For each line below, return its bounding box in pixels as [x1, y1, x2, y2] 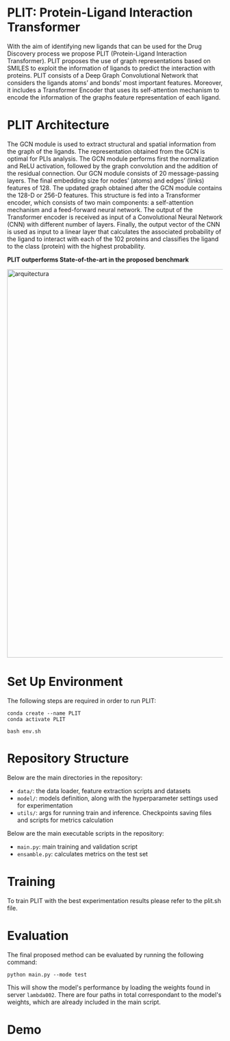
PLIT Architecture [7, 117, 110, 133]
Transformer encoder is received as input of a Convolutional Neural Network [7, 213, 223, 221]
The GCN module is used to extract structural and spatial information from [7, 139, 216, 148]
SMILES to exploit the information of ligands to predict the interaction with [7, 64, 216, 72]
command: [7, 958, 38, 966]
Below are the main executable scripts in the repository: [7, 829, 164, 837]
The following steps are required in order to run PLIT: [7, 696, 156, 705]
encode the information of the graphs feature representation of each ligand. [7, 93, 221, 101]
